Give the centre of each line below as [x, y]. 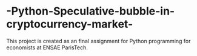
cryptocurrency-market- [70, 24]
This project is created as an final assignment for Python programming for [98, 41]
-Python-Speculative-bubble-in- [91, 11]
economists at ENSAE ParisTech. [47, 47]
